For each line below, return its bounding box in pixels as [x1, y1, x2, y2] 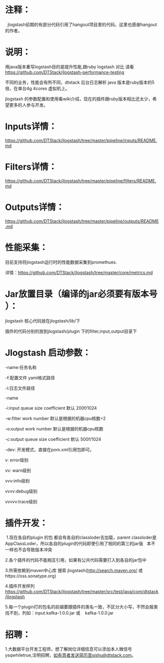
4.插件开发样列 [5, 583, 35, 589]
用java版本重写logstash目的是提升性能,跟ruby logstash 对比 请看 [5, 64, 134, 69]
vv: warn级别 [5, 467, 31, 473]
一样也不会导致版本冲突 [5, 547, 52, 553]
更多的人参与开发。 [9, 102, 48, 108]
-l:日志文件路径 [5, 385, 35, 391]
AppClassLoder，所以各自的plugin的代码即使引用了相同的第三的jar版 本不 [5, 541, 156, 547]
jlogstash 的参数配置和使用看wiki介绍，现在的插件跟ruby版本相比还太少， [5, 96, 153, 102]
